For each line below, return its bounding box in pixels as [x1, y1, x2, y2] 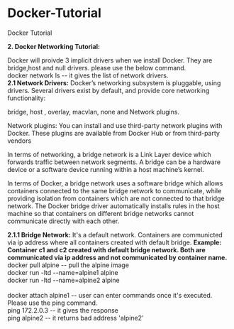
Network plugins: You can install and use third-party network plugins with [7, 121, 223, 129]
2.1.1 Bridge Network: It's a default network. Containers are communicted [7, 230, 223, 239]
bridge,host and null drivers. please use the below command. [7, 63, 186, 72]
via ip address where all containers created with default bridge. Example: [7, 238, 222, 247]
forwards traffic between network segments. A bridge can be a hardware [7, 158, 221, 166]
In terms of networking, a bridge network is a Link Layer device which [7, 150, 211, 158]
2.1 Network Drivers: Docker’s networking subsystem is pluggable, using [7, 78, 221, 87]
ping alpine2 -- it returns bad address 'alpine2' [7, 313, 144, 322]
